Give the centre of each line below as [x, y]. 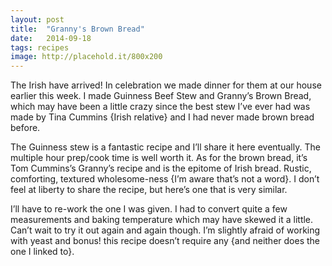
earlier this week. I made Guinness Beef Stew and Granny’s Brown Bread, [161, 96]
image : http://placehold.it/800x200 [86, 57]
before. [25, 128]
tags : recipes [40, 47]
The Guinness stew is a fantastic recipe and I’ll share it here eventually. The [165, 147]
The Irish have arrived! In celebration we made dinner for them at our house [166, 85]
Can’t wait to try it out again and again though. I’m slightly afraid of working [165, 230]
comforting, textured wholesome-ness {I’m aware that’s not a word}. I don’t [165, 179]
